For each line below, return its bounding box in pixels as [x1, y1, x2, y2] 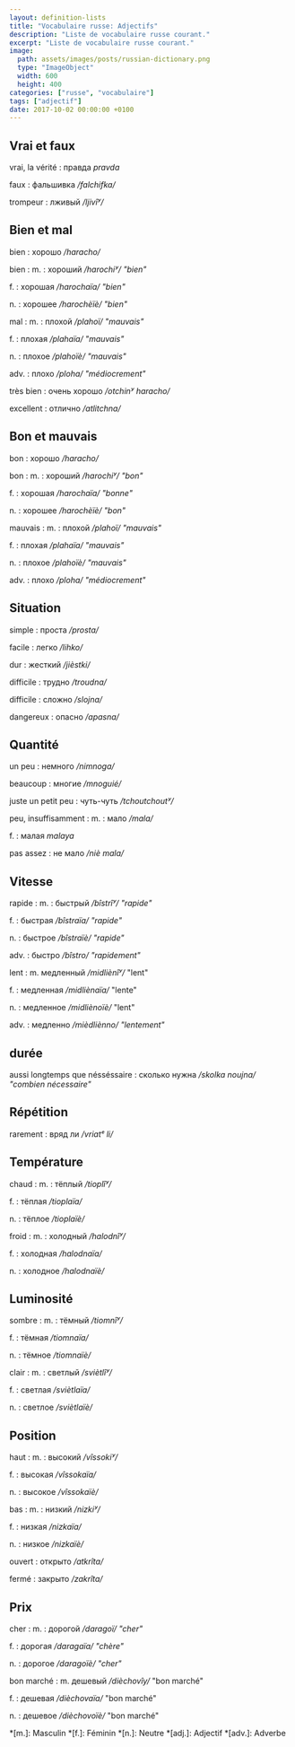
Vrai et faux [9, 138, 76, 153]
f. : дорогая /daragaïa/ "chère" [9, 1641, 124, 1651]
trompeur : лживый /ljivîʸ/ [9, 197, 105, 207]
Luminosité [9, 1291, 74, 1306]
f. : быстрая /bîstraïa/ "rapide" [9, 915, 123, 926]
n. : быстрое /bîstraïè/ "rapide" [9, 932, 125, 943]
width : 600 [17, 72, 58, 81]
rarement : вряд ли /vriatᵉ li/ [9, 1128, 114, 1140]
